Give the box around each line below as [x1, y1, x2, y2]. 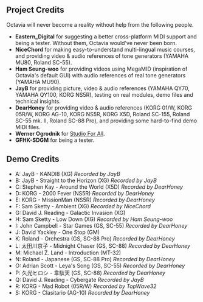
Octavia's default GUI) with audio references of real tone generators [15, 71, 186, 79]
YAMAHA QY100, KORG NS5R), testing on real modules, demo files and [15, 91, 193, 98]
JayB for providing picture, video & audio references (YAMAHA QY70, [15, 85, 190, 92]
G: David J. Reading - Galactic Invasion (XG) [15, 209, 126, 216]
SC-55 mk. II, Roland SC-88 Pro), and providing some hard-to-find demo [15, 117, 198, 124]
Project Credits [6, 5, 65, 15]
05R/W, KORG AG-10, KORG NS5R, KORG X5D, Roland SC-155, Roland [15, 110, 190, 118]
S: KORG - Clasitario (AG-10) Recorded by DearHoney [15, 289, 150, 296]
